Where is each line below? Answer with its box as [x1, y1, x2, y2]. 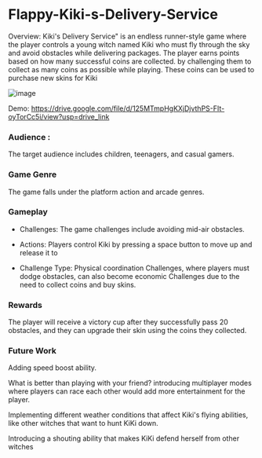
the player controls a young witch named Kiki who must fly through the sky [8, 39, 250, 49]
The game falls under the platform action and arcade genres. [8, 187, 205, 196]
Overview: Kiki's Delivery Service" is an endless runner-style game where [8, 31, 247, 41]
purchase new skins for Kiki [8, 73, 98, 82]
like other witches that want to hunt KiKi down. [8, 419, 158, 428]
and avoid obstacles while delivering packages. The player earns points [8, 48, 240, 57]
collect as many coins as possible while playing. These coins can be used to [8, 64, 255, 74]
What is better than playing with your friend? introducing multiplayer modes [8, 379, 253, 388]
